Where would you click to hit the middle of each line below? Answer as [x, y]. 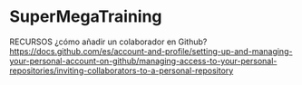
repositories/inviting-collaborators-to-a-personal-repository [122, 71]
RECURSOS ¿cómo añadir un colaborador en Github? [108, 42]
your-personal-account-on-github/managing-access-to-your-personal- [143, 61]
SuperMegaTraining [86, 17]
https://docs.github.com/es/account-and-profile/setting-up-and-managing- [151, 51]
